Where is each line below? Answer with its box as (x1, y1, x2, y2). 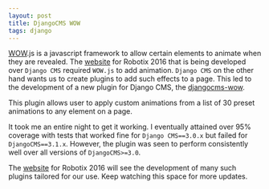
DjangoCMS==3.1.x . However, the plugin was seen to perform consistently (8, 139, 249, 149)
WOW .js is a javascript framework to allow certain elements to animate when (8, 49, 262, 58)
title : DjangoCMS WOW (8, 19, 81, 27)
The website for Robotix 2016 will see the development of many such (8, 163, 237, 173)
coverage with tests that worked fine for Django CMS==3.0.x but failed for (8, 131, 248, 140)
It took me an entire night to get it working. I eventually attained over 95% (8, 122, 251, 132)
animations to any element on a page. (8, 107, 132, 116)
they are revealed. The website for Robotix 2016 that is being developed (8, 57, 247, 66)
